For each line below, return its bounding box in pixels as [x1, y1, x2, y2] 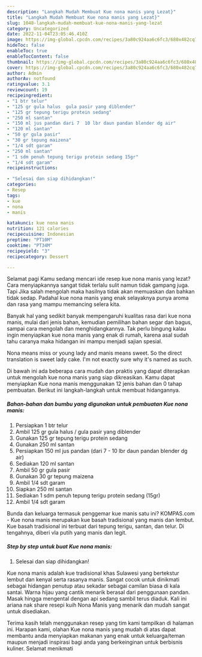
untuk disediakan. [7, 608, 51, 615]
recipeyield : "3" [7, 248, 50, 254]
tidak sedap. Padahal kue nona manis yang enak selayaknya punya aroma [7, 295, 189, 302]
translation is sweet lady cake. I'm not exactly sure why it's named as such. [7, 356, 192, 363]
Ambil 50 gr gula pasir [15, 466, 71, 474]
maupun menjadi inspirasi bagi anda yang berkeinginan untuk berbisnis [7, 638, 183, 646]
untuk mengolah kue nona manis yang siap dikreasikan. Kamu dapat [7, 374, 176, 381]
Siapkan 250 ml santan [15, 485, 73, 493]
